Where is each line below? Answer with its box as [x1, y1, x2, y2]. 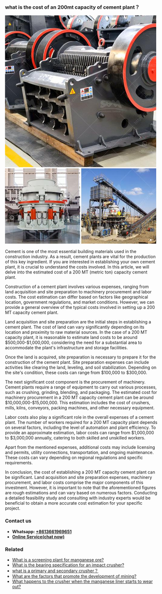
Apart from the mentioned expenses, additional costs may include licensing [5, 444, 155, 450]
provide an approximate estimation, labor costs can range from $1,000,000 [5, 430, 154, 436]
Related [5, 546, 24, 553]
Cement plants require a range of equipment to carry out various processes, [5, 384, 157, 390]
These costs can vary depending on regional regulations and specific [5, 455, 143, 460]
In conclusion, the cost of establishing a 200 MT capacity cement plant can [5, 469, 156, 475]
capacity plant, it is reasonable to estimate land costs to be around [5, 335, 138, 340]
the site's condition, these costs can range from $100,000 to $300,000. [5, 370, 147, 375]
